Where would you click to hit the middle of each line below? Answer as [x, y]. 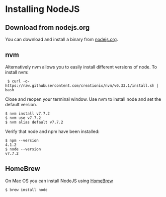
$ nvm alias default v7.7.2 [34, 122]
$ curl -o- [18, 81]
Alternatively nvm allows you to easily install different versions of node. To [81, 67]
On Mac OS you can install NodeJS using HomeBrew [59, 181]
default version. [21, 104]
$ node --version [23, 149]
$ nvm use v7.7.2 [23, 118]
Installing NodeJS [42, 9]
